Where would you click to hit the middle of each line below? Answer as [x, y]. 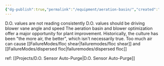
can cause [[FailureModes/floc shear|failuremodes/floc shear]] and [73, 43]
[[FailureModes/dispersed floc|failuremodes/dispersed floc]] [66, 49]
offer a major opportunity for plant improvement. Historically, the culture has [82, 33]
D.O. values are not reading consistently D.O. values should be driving [75, 23]
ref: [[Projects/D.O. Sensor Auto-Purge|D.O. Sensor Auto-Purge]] [70, 58]
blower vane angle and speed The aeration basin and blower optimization [79, 28]
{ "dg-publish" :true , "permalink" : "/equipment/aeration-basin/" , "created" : [82, 9]
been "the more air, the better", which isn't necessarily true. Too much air [79, 39]
